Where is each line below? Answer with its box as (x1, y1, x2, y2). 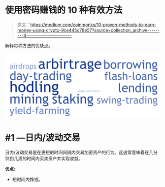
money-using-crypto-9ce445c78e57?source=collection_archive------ (17, 27, 160, 33)
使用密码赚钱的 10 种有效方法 (5, 4, 123, 16)
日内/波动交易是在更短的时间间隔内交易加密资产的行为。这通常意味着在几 (5, 149, 154, 155)
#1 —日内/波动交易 (5, 132, 80, 143)
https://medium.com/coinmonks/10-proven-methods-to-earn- (30, 22, 156, 28)
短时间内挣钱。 (12, 176, 43, 182)
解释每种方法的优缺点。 (5, 42, 53, 48)
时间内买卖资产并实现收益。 (26, 156, 83, 161)
